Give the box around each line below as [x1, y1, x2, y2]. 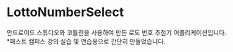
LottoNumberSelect [6, 4, 125, 20]
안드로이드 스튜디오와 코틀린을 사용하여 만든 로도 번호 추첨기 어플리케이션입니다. [6, 28, 227, 37]
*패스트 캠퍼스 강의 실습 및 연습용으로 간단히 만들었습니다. [6, 37, 166, 46]
